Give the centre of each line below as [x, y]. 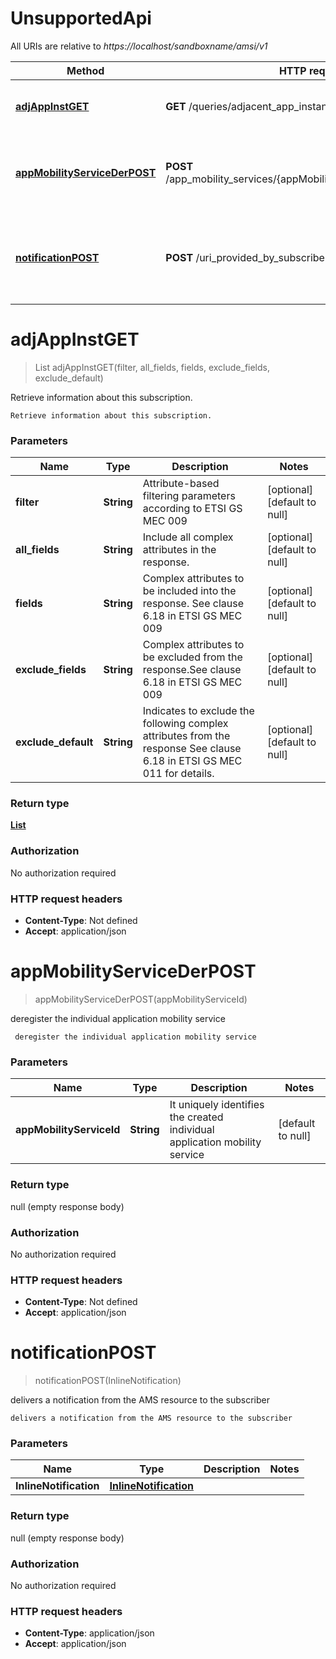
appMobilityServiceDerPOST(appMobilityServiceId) [141, 999]
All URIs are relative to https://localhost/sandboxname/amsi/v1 [139, 46]
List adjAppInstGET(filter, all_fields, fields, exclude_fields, [152, 367]
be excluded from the [192, 657]
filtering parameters [189, 496]
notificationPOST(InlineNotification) [108, 1381]
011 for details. [178, 774]
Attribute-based [181, 484]
